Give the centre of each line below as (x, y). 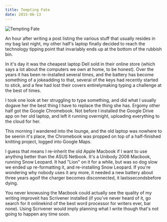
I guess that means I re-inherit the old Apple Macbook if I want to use (76, 151)
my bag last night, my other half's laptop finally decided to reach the (75, 43)
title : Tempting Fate (28, 10)
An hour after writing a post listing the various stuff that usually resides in (80, 38)
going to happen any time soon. (38, 214)
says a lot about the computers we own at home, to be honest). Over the (80, 69)
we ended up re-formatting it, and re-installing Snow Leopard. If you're (78, 167)
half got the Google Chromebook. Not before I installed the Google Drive (79, 111)
